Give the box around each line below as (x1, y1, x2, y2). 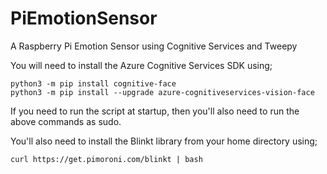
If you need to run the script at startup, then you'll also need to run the (10, 105, 300, 117)
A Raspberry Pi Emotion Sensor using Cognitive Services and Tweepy (10, 40, 298, 52)
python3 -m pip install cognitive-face (10, 78, 177, 89)
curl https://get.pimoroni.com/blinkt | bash (10, 154, 203, 164)
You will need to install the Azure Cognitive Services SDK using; (10, 59, 273, 71)
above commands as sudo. (10, 115, 122, 127)
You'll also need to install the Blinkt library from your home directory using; (10, 135, 318, 147)
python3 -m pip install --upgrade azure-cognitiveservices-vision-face (10, 87, 315, 97)
